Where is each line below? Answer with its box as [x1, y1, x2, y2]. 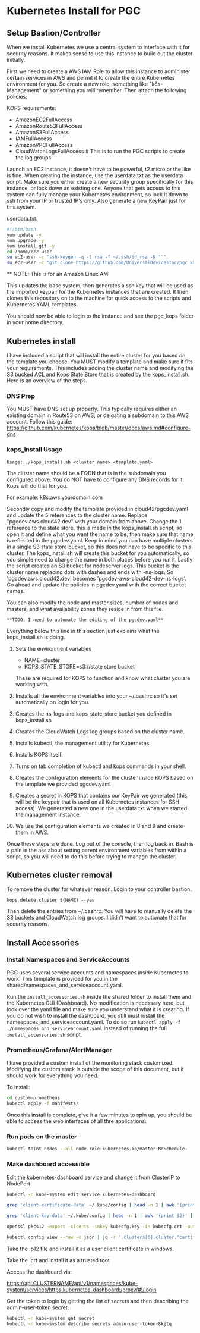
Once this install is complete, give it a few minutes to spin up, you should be [7, 1111, 192, 1119]
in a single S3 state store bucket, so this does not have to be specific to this [7, 543, 192, 550]
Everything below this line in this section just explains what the [7, 627, 160, 634]
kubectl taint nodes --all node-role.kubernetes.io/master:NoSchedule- [7, 1146, 188, 1152]
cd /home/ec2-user [7, 249, 52, 255]
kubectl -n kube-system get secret [7, 1315, 95, 1321]
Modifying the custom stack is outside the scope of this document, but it [7, 1066, 185, 1073]
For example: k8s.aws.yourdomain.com [7, 494, 103, 501]
